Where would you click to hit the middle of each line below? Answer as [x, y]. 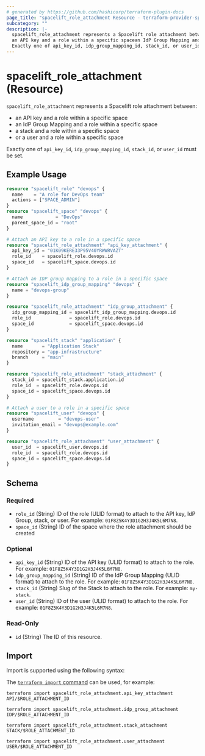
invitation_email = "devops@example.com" [65, 425]
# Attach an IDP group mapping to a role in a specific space [87, 279]
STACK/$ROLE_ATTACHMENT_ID [41, 731]
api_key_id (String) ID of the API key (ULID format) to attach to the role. [105, 562]
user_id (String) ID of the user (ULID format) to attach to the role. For [102, 601]
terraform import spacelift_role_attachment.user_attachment [86, 741]
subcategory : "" [27, 23]
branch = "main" [38, 357]
